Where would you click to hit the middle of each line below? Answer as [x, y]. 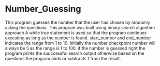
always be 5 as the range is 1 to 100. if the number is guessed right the [75, 48]
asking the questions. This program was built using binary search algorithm [80, 27]
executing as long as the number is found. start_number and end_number [78, 38]
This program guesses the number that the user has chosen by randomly [78, 22]
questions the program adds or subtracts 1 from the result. [63, 58]
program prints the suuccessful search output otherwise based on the [75, 53]
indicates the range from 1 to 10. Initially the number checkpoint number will [80, 43]
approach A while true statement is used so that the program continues [76, 33]
